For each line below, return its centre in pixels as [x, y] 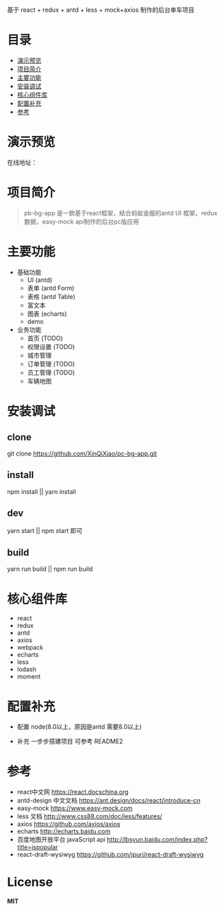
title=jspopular [37, 847]
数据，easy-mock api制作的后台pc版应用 [81, 222]
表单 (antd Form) [51, 288]
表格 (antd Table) [51, 296]
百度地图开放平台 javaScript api [61, 840]
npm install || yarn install [42, 491]
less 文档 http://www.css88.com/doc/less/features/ [89, 816]
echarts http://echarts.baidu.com [64, 831]
